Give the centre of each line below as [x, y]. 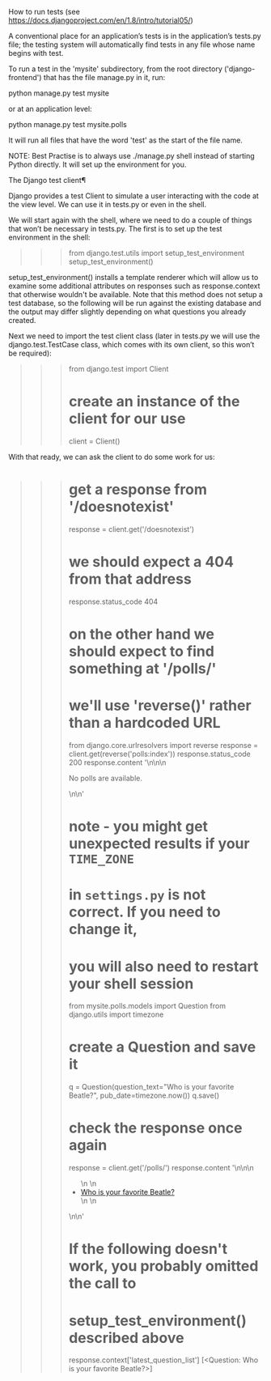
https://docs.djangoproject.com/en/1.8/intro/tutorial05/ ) [101, 20]
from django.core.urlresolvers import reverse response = [163, 745]
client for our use [127, 419]
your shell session [131, 984]
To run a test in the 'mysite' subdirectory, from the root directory [115, 69]
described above [126, 1338]
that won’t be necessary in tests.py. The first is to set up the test [115, 229]
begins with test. [36, 53]
